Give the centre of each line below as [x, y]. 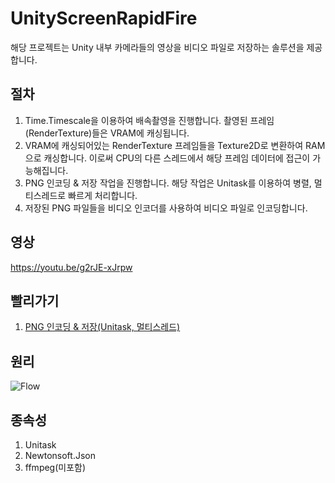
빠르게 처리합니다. [103, 195]
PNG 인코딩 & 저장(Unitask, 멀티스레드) [102, 327]
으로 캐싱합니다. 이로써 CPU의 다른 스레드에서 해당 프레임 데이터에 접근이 [167, 158]
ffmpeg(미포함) [55, 467]
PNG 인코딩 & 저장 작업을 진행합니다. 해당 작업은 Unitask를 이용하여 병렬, [168, 183]
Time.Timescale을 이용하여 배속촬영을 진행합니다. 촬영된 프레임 [149, 120]
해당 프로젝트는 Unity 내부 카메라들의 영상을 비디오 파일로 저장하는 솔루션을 [157, 47]
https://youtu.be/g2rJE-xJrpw [71, 267]
